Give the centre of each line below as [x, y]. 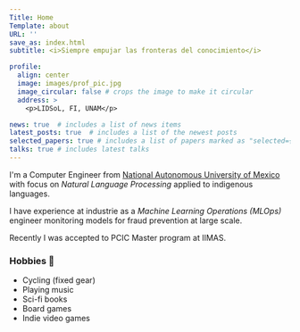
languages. [30, 194]
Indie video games [56, 319]
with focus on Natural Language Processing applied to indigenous [131, 184]
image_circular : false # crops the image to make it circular [135, 91]
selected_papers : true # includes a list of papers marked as [127, 141]
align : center [43, 75]
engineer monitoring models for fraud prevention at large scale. [126, 220]
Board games [47, 309]
